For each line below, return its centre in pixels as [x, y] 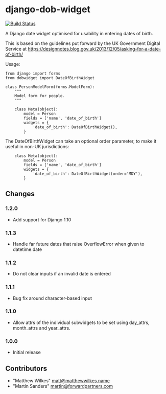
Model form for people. [40, 96]
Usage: [13, 64]
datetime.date [27, 249]
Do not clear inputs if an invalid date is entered [62, 274]
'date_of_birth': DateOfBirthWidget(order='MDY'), [88, 174]
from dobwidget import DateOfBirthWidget [50, 78]
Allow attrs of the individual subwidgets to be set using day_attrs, [81, 322]
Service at [16, 49]
